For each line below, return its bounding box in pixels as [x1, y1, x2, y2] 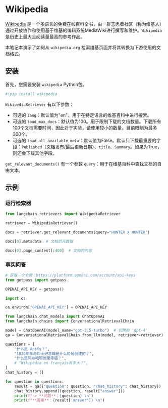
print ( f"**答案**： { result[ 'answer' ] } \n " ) [14, 398, 105, 403]
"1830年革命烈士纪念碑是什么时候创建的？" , [14, 351, 94, 356]
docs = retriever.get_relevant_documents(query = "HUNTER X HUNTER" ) [5, 230, 150, 235]
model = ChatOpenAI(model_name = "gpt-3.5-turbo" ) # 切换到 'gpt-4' [5, 328, 148, 333]
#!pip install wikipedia [5, 91, 58, 97]
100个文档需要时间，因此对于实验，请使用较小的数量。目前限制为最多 [12, 125, 157, 131]
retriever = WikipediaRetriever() [5, 221, 78, 226]
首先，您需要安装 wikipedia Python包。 [5, 81, 87, 87]
